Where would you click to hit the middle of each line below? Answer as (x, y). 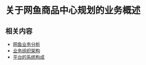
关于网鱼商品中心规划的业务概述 (73, 10)
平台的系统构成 (29, 57)
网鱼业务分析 (26, 44)
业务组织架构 (26, 51)
